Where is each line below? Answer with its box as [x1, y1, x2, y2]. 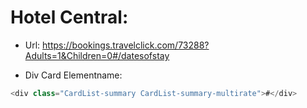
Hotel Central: [10, 6, 129, 29]
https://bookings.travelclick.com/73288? [42, 39, 210, 51]
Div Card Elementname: [24, 69, 123, 81]
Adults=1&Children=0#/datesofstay [24, 49, 170, 61]
